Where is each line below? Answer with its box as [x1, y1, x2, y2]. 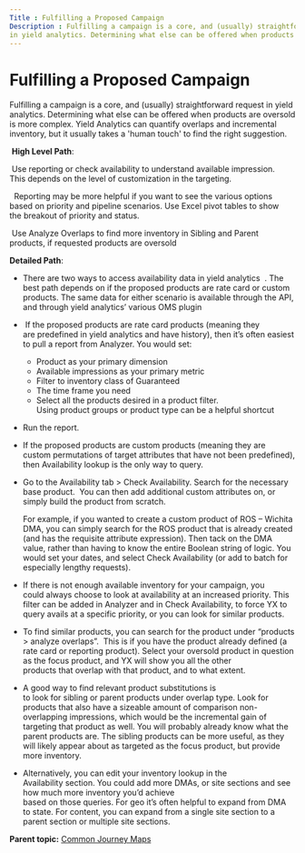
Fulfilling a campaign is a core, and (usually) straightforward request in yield [9, 99, 293, 110]
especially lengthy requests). [22, 562, 132, 573]
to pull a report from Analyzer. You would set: [22, 338, 192, 350]
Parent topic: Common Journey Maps [9, 834, 152, 845]
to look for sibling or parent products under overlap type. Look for [22, 692, 270, 703]
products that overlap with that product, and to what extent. [22, 665, 246, 676]
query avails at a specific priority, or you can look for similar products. [22, 608, 285, 619]
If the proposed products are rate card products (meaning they [25, 319, 261, 330]
